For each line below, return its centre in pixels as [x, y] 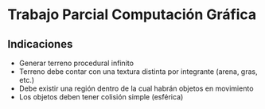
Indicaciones [40, 44]
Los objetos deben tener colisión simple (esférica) [101, 97]
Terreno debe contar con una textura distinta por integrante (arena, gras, [138, 72]
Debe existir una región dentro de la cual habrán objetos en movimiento [136, 88]
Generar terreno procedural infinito [76, 63]
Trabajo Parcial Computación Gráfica [132, 15]
